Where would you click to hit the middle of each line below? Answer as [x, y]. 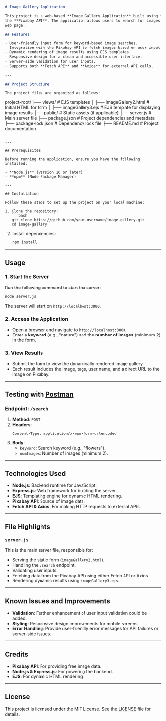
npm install [24, 242]
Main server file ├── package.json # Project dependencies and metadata [80, 118]
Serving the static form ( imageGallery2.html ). [58, 560]
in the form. [24, 340]
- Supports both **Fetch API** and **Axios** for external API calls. [79, 66]
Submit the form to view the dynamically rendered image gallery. [78, 364]
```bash [20, 216]
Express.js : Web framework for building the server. [64, 490]
